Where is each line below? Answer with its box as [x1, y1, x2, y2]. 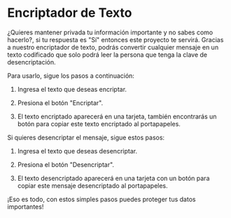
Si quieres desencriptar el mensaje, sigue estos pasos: [7, 133, 165, 142]
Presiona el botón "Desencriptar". [17, 160, 114, 169]
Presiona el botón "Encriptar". [17, 98, 104, 107]
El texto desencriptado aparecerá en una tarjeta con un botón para [17, 174, 210, 182]
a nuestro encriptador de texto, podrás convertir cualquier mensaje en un [7, 43, 219, 51]
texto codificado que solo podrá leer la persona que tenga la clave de [7, 50, 208, 59]
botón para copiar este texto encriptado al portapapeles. [17, 119, 181, 128]
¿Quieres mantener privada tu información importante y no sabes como [7, 28, 213, 36]
